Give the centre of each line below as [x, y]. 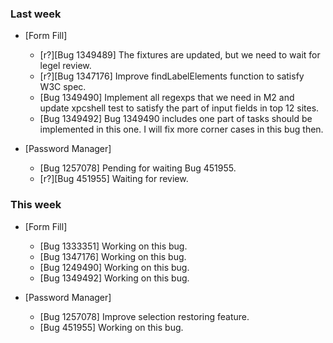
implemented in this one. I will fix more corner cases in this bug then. [181, 129]
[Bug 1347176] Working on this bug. [113, 256]
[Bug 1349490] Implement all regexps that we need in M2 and [167, 98]
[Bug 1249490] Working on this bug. [114, 267]
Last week [36, 14]
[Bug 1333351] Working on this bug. [113, 246]
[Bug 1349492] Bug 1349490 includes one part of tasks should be [176, 119]
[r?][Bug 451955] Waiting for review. [114, 179]
